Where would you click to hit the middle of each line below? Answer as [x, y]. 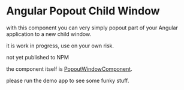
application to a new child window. [49, 34]
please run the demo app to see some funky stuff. [68, 80]
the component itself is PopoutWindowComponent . [70, 69]
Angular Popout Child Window [83, 11]
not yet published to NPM [37, 57]
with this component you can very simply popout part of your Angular [92, 28]
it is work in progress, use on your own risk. [60, 46]
